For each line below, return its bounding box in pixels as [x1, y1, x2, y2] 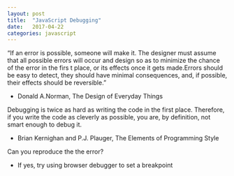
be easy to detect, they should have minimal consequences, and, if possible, [7, 71, 228, 80]
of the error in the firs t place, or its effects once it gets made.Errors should [7, 64, 224, 72]
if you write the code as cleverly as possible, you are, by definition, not [7, 113, 211, 122]
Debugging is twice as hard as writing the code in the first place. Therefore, [7, 105, 225, 114]
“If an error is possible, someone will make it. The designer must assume [7, 49, 217, 57]
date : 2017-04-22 [7, 23, 64, 30]
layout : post [7, 10, 45, 17]
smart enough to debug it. [7, 120, 82, 129]
